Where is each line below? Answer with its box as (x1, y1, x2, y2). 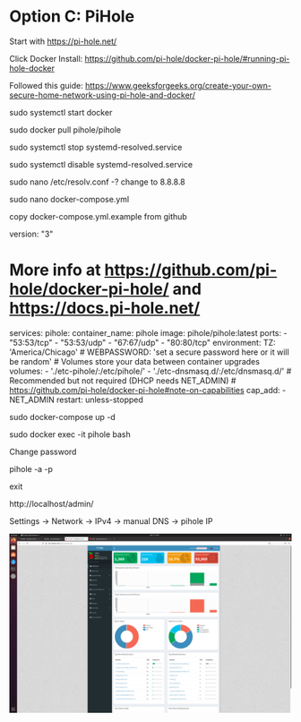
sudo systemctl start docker (9, 107, 113, 117)
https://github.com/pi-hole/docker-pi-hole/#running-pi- (84, 53, 290, 64)
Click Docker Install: (9, 53, 83, 64)
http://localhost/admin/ (9, 498, 94, 509)
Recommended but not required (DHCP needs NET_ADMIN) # (9, 374, 236, 386)
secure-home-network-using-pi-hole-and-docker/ (9, 90, 195, 100)
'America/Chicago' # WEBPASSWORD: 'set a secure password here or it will (9, 347, 289, 357)
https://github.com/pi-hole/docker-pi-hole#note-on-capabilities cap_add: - (9, 384, 287, 395)
